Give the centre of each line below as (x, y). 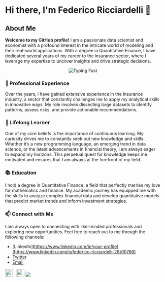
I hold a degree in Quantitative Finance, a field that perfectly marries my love (83, 185)
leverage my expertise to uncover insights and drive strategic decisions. (78, 61)
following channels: (25, 237)
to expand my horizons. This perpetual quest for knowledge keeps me (76, 154)
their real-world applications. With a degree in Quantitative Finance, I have (81, 51)
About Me (20, 28)
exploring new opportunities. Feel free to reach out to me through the (75, 232)
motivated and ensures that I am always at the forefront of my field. (73, 159)
